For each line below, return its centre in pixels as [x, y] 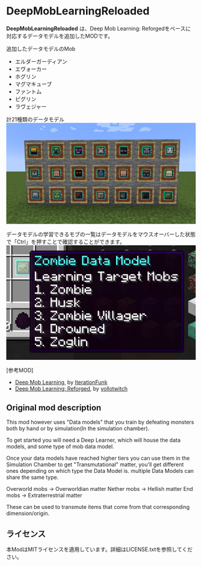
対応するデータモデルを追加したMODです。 [60, 36]
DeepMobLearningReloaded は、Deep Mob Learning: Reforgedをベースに [99, 28]
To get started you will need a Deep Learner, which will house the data [93, 440]
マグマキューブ [33, 84]
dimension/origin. [28, 513]
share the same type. [32, 477]
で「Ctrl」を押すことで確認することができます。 [66, 242]
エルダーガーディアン [41, 61]
